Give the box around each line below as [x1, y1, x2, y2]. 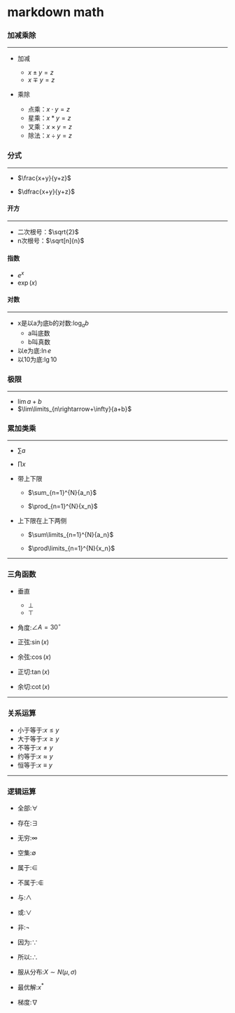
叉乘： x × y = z [27, 123, 72, 131]
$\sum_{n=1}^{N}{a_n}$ [27, 489, 97, 497]
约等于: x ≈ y [17, 752, 53, 761]
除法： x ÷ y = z [27, 131, 72, 140]
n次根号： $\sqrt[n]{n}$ [17, 236, 85, 245]
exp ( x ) [17, 278, 38, 287]
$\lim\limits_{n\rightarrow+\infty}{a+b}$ [17, 404, 131, 414]
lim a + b [17, 397, 42, 406]
